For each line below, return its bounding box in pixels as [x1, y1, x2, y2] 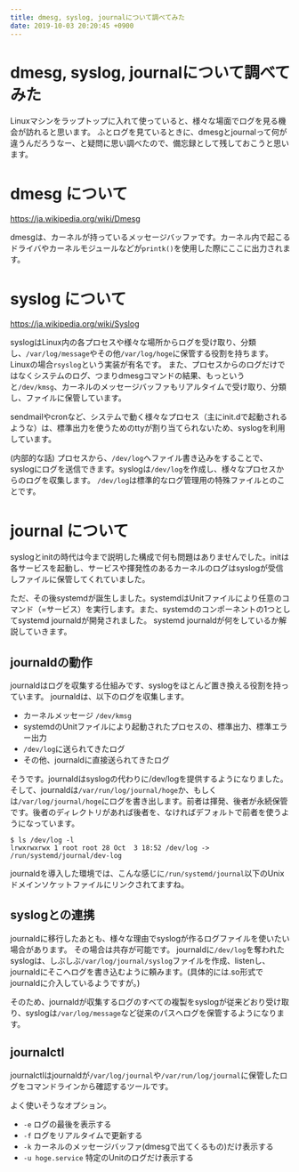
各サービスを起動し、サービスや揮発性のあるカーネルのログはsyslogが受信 [10, 562, 284, 574]
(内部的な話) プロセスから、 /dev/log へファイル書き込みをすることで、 [10, 453, 268, 464]
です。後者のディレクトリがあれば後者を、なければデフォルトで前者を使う [10, 807, 282, 818]
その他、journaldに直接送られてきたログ [22, 755, 170, 765]
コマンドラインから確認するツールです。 [25, 1080, 174, 1091]
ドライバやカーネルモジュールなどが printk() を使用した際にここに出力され [10, 243, 283, 254]
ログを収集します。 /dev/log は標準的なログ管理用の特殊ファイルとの [25, 475, 278, 486]
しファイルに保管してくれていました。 [10, 574, 150, 585]
